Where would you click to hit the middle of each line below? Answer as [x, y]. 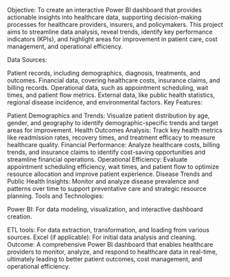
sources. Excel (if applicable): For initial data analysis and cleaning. [102, 237]
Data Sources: [27, 60]
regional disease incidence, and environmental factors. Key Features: [105, 102]
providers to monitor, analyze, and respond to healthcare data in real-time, [112, 252]
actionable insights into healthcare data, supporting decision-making [104, 17]
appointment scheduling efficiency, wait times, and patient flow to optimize [113, 167]
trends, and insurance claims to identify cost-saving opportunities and [106, 152]
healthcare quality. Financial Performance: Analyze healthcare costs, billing [114, 145]
